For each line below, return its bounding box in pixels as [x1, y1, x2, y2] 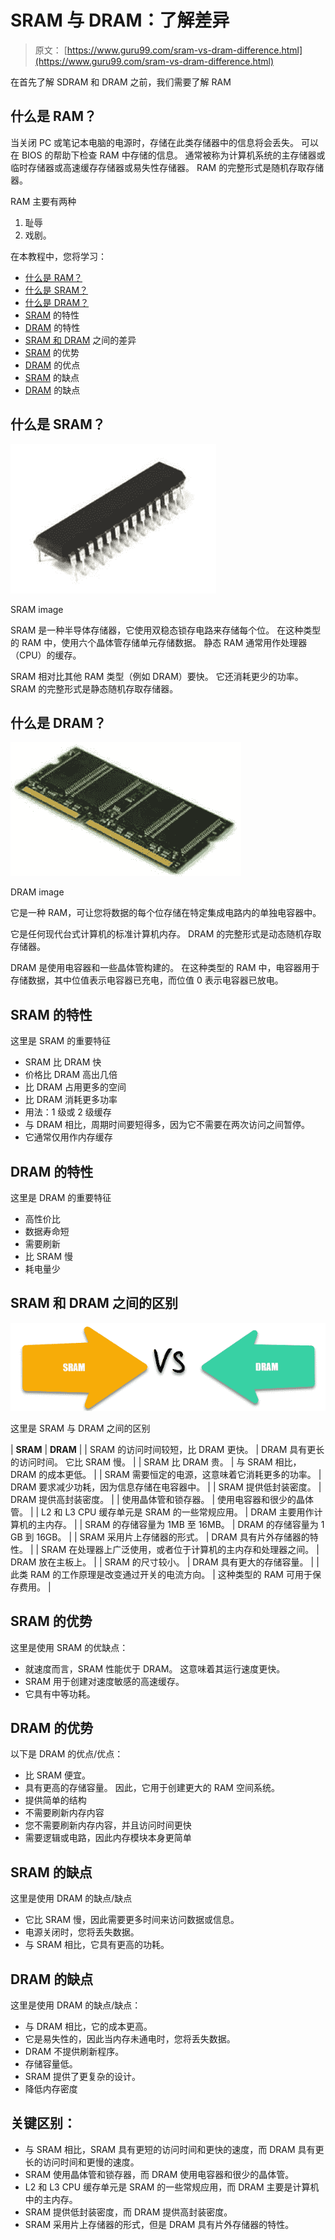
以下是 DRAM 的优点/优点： [10, 1748, 124, 1760]
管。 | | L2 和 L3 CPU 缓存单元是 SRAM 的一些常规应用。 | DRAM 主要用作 [10, 1506, 315, 1518]
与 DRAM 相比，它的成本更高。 [24, 2020, 153, 2032]
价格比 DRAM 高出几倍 [24, 1069, 118, 1081]
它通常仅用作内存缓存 [24, 1131, 113, 1143]
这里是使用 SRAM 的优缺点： [10, 1641, 129, 1653]
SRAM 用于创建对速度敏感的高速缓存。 [24, 1675, 185, 1687]
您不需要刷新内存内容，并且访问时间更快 [24, 1819, 192, 1831]
